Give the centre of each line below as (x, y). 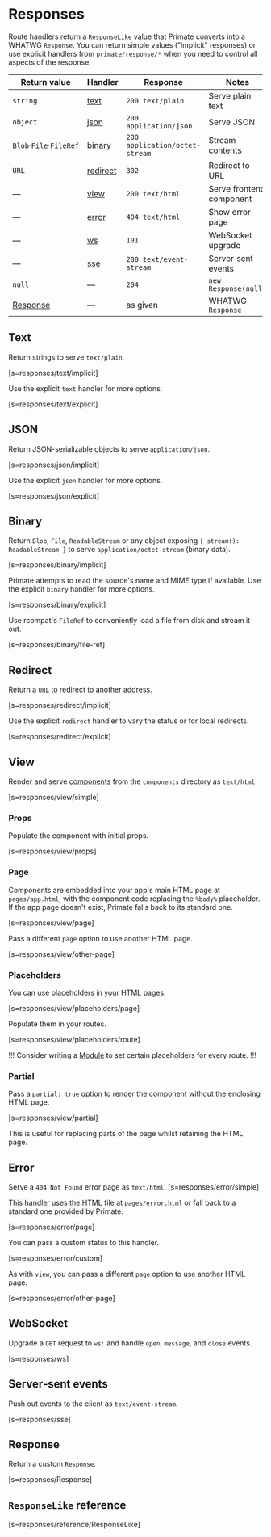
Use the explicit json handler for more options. (85, 480)
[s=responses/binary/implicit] (57, 565)
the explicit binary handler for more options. (81, 589)
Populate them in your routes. (57, 1024)
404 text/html (153, 217)
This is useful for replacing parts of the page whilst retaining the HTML (126, 1134)
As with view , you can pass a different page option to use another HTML (127, 1274)
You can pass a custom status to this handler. (84, 1242)
